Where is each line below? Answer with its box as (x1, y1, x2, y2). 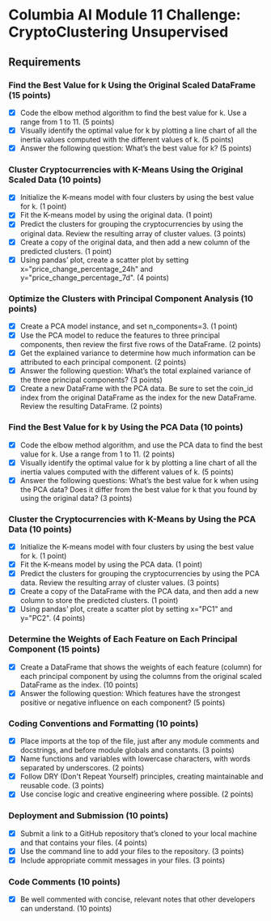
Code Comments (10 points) (8, 876, 121, 887)
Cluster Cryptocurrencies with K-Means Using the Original (8, 163, 243, 175)
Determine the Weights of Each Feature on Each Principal (8, 634, 238, 645)
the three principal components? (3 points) (19, 375, 163, 385)
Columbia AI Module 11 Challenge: (8, 6, 241, 24)
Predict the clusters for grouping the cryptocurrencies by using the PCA (19, 569, 260, 579)
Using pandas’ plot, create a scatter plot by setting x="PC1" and (19, 605, 233, 614)
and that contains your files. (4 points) (19, 838, 148, 847)
